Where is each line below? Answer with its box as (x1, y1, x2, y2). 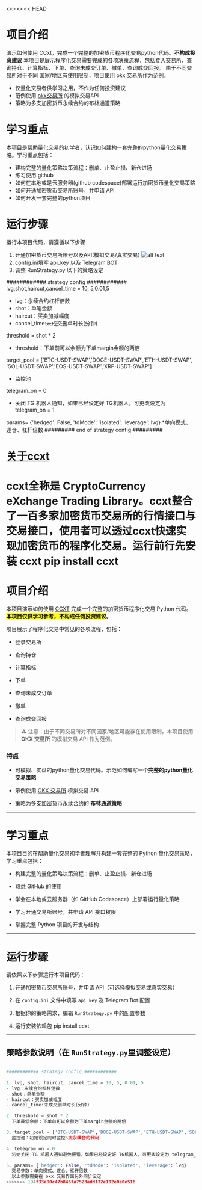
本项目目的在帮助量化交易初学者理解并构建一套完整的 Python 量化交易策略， (6, 849, 195, 857)
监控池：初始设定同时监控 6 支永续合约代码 (11, 1135, 100, 1141)
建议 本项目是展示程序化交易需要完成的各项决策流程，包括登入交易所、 (11, 57, 187, 64)
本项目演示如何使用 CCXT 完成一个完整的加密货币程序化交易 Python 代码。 (6, 605, 192, 612)
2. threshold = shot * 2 (6, 1113, 69, 1119)
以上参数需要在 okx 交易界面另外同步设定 (11, 1173, 102, 1180)
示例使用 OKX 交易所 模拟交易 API (14, 787, 99, 794)
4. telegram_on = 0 (6, 1145, 55, 1151)
